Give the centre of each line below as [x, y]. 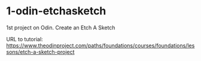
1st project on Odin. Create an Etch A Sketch [61, 28]
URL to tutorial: [25, 39]
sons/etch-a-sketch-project [40, 51]
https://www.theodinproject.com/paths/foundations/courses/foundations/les [100, 45]
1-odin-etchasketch [56, 11]
